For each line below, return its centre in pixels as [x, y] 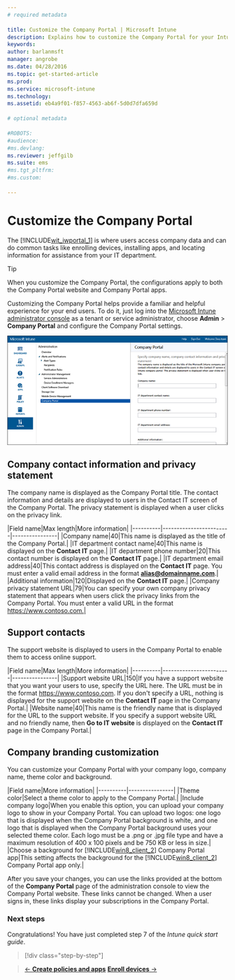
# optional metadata [37, 119]
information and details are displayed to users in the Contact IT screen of [113, 500]
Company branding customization [83, 752]
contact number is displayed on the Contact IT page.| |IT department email [115, 558]
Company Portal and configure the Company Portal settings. [95, 326]
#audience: [23, 140]
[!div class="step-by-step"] [64, 955]
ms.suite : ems [28, 163]
